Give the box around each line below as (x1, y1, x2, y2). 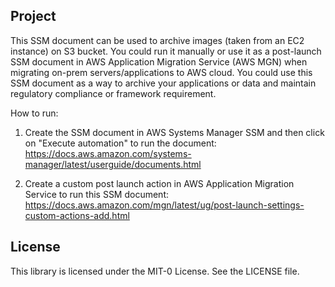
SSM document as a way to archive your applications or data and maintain (10, 77, 317, 89)
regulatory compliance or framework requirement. (10, 87, 217, 99)
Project (10, 8, 57, 25)
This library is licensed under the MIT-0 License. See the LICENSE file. (10, 265, 300, 277)
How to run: (10, 107, 59, 119)
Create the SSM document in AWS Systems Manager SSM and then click (24, 126, 325, 138)
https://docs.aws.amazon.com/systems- (24, 147, 192, 159)
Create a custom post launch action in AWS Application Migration (24, 177, 295, 189)
